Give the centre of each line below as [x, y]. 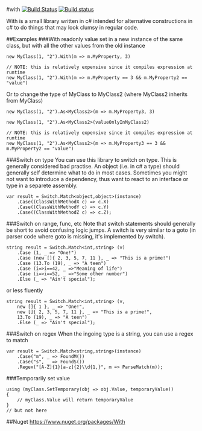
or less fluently [25, 290]
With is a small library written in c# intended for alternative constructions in [99, 21]
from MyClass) [25, 101]
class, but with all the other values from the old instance [76, 46]
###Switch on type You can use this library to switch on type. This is [91, 160]
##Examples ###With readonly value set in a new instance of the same [95, 39]
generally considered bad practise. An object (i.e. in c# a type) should [93, 166]
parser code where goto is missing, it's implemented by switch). [86, 236]
